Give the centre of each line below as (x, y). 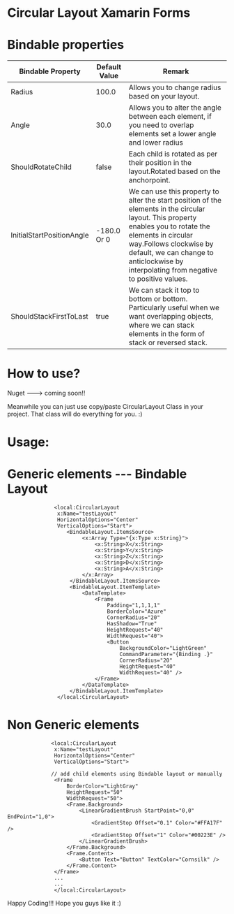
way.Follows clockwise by (171, 244)
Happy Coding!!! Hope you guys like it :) (64, 904)
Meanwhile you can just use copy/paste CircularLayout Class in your (106, 407)
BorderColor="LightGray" (102, 786)
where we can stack (162, 325)
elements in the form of (167, 334)
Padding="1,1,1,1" (133, 606)
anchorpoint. (149, 180)
